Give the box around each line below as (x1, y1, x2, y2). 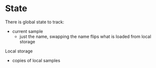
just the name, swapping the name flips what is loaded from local (19, 34, 151, 39)
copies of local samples (12, 57, 60, 63)
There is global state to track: (5, 19, 65, 25)
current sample (12, 28, 43, 34)
